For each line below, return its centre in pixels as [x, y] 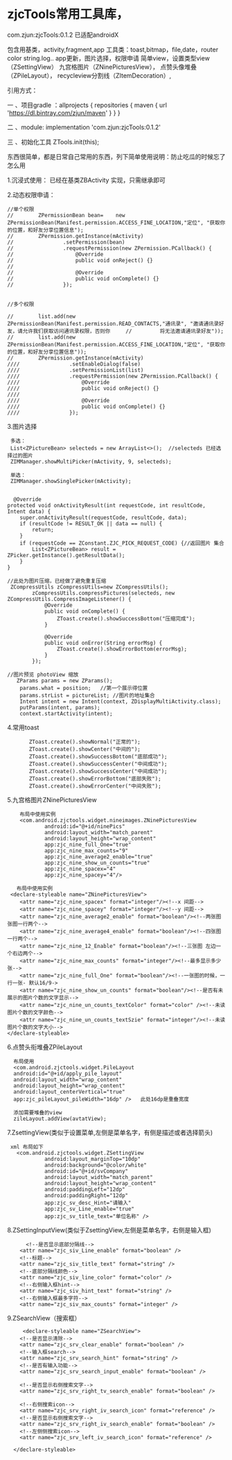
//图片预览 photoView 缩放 [43, 674]
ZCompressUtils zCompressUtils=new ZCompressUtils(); [89, 587]
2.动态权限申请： [31, 194]
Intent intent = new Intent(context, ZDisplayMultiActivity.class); [121, 702]
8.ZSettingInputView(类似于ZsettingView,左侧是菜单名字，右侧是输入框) [109, 1230]
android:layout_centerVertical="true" [70, 1092]
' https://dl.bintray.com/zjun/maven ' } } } [64, 112]
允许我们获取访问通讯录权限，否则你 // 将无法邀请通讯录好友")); [123, 331]
